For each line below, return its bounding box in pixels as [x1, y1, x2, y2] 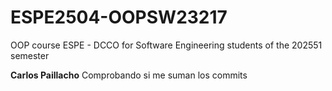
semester [10, 49, 50, 61]
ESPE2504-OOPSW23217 [10, 6, 228, 29]
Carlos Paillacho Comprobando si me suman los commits [10, 69, 248, 81]
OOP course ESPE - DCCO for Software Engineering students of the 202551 [10, 39, 323, 51]
